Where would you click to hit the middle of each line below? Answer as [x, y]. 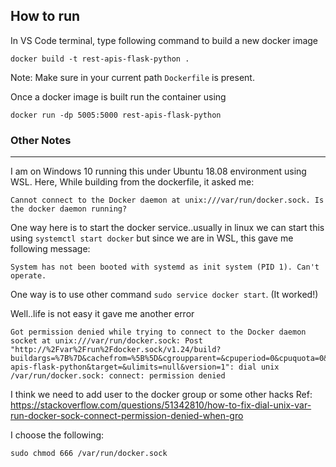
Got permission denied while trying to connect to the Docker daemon [158, 332]
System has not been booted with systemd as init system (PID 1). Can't [165, 267]
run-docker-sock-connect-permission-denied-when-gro [127, 416]
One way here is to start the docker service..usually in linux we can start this [167, 228]
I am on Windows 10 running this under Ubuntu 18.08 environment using [158, 171]
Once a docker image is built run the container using [118, 96]
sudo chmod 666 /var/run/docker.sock [89, 454]
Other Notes [41, 140]
